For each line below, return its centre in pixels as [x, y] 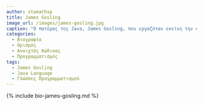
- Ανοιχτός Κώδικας [36, 51]
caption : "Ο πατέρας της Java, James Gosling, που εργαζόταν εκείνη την [100, 28]
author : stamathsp [29, 12]
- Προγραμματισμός [35, 56]
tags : [13, 62]
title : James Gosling [34, 17]
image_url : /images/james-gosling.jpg [55, 23]
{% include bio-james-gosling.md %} [53, 96]
